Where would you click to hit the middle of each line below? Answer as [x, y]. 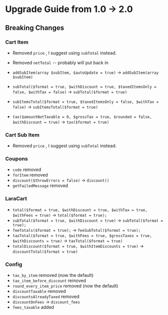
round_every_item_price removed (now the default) [65, 286]
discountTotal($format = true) [45, 252]
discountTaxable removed [39, 291]
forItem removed [30, 175]
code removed [27, 170]
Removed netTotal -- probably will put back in [60, 62]
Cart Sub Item [22, 135]
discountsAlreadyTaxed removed [46, 296]
